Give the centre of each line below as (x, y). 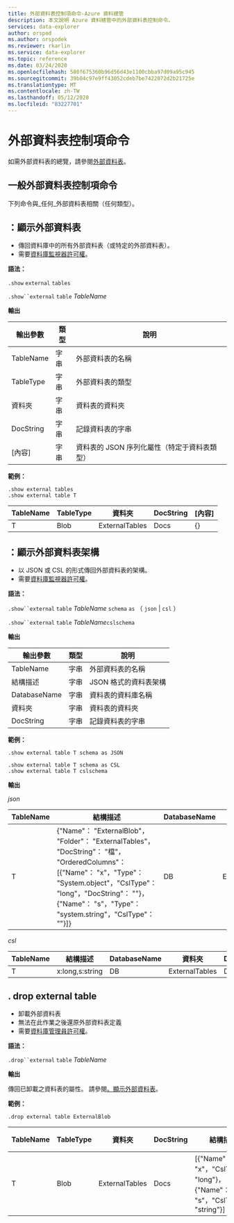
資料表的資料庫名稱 (120, 695)
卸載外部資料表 (39, 1014)
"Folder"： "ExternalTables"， (106, 841)
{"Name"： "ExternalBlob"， (103, 831)
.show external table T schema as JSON (66, 753)
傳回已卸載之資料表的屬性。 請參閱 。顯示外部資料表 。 (85, 1089)
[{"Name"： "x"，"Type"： (100, 872)
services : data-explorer (44, 26)
